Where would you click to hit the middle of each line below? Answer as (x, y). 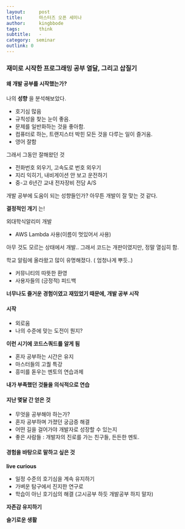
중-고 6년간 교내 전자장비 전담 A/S (56, 183)
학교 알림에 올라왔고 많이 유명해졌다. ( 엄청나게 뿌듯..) (70, 260)
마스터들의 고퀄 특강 (39, 364)
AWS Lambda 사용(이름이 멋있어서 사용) (63, 234)
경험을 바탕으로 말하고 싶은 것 (41, 452)
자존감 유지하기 (24, 507)
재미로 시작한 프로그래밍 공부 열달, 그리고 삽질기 (72, 68)
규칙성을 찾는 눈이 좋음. (43, 119)
